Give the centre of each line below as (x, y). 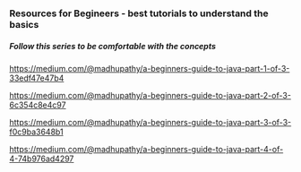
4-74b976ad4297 (42, 159)
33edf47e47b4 (37, 78)
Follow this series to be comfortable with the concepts (113, 46)
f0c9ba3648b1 (37, 132)
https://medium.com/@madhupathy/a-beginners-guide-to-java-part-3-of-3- (150, 122)
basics (24, 24)
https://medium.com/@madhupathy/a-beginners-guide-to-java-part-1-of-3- (150, 68)
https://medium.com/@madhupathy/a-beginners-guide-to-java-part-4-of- (146, 149)
